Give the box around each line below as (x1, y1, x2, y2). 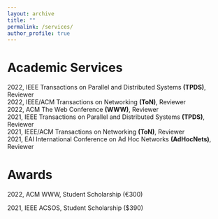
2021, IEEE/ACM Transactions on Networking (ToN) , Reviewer (7, 127, 185, 136)
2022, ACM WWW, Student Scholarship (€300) (7, 190, 143, 199)
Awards (7, 167, 53, 183)
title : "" (7, 17, 36, 24)
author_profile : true (7, 29, 71, 37)
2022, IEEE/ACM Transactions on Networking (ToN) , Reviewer (7, 98, 187, 106)
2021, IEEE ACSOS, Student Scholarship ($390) (7, 204, 144, 212)
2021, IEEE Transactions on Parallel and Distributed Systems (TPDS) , (7, 113, 205, 121)
